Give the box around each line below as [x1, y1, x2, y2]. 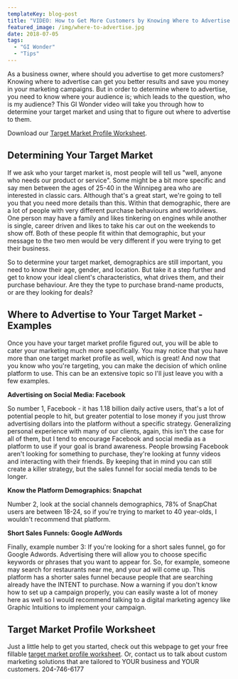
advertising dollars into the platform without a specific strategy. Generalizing [7, 419, 231, 428]
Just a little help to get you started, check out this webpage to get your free [7, 642, 229, 651]
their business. [7, 243, 51, 253]
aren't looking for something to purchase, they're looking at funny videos [7, 449, 221, 458]
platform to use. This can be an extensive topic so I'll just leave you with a [7, 369, 224, 377]
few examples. [7, 377, 50, 385]
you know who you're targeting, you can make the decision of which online [7, 361, 227, 370]
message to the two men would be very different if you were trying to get [7, 236, 222, 245]
